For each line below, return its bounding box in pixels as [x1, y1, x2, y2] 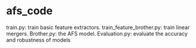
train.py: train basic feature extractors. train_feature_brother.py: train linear [6, 24, 190, 31]
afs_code [6, 4, 53, 18]
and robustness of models [6, 36, 71, 43]
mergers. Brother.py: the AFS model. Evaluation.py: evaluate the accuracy [6, 30, 188, 37]
